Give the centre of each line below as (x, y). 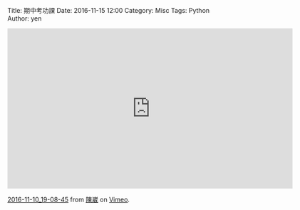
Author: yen (25, 19)
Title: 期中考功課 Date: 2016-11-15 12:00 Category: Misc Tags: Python (109, 10)
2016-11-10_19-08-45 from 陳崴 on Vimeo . (69, 199)
